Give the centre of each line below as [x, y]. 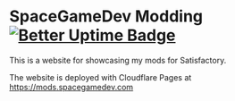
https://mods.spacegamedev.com [71, 87]
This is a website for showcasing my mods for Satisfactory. [118, 60]
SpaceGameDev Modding [106, 17]
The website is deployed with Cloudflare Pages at [101, 77]
